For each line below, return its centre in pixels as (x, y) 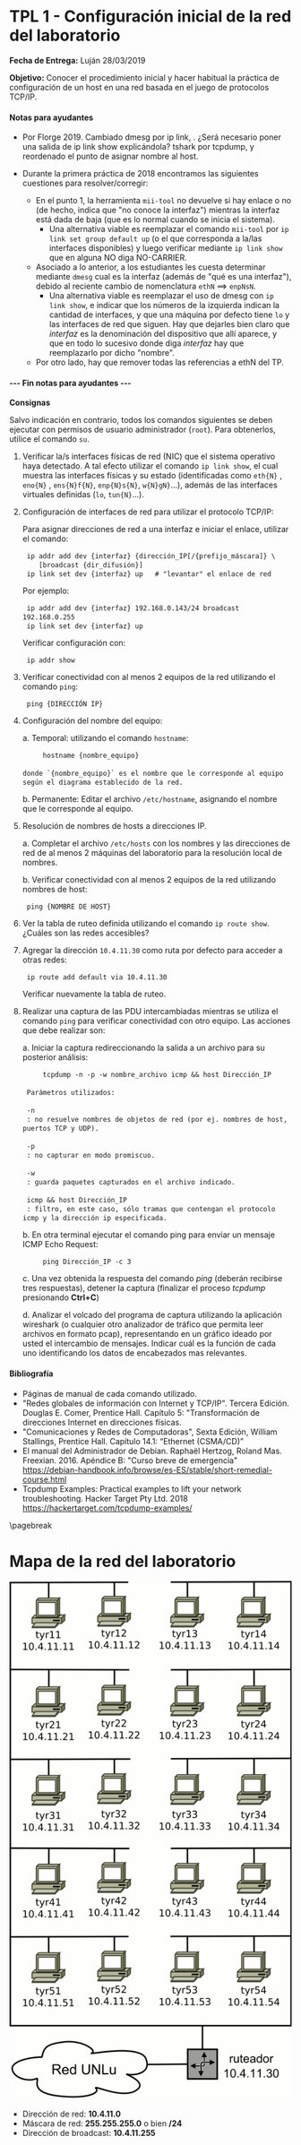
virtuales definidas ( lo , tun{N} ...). (83, 495)
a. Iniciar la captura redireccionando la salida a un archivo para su (144, 1048)
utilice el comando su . (49, 439)
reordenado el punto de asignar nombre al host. (110, 156)
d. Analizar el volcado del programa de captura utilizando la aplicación (152, 1315)
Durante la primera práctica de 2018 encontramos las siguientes (140, 174)
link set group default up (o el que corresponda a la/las (155, 238)
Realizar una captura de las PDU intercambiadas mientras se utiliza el (150, 1012)
